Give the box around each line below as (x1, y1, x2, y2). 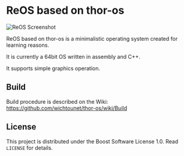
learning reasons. (6, 41, 50, 49)
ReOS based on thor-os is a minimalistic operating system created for (6, 35, 178, 42)
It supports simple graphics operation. (6, 64, 101, 72)
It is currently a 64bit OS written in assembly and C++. (6, 53, 141, 60)
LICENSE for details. (6, 144, 53, 151)
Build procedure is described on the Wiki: (6, 98, 108, 105)
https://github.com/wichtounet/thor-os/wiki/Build (6, 104, 128, 112)
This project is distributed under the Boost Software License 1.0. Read (6, 137, 179, 145)
